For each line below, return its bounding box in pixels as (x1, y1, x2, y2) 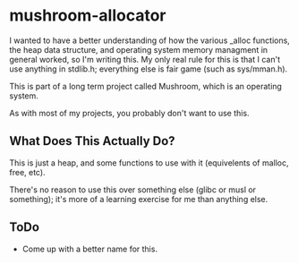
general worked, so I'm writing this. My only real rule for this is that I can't (9, 54, 280, 64)
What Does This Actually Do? (9, 133, 176, 148)
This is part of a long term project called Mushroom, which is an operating (9, 81, 282, 91)
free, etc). (9, 166, 47, 177)
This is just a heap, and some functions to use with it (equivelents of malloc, (9, 157, 289, 168)
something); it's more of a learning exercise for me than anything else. (9, 193, 268, 204)
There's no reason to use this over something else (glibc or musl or (9, 184, 257, 195)
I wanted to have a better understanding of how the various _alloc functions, (9, 35, 291, 46)
